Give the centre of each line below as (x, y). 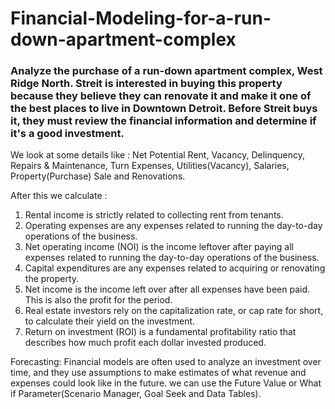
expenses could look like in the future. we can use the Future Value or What (166, 383)
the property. (52, 279)
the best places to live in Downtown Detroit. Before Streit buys (164, 109)
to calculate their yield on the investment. (110, 321)
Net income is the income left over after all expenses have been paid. (167, 289)
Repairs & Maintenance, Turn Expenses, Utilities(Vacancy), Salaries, (150, 166)
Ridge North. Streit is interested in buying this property (146, 84)
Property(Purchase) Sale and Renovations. (98, 176)
